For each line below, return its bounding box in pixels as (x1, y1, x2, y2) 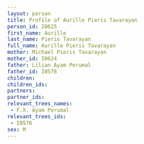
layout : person (7, 10, 51, 17)
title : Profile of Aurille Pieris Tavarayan (7, 17, 138, 24)
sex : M (7, 126, 26, 133)
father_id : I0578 (7, 68, 57, 75)
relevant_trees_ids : (7, 113, 67, 120)
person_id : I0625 (7, 23, 57, 30)
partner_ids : (7, 94, 45, 101)
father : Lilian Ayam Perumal (7, 62, 91, 69)
